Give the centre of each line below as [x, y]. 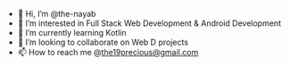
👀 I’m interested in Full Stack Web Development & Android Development [149, 23]
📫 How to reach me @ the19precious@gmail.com [108, 52]
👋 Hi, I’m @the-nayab [57, 14]
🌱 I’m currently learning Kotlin [72, 33]
